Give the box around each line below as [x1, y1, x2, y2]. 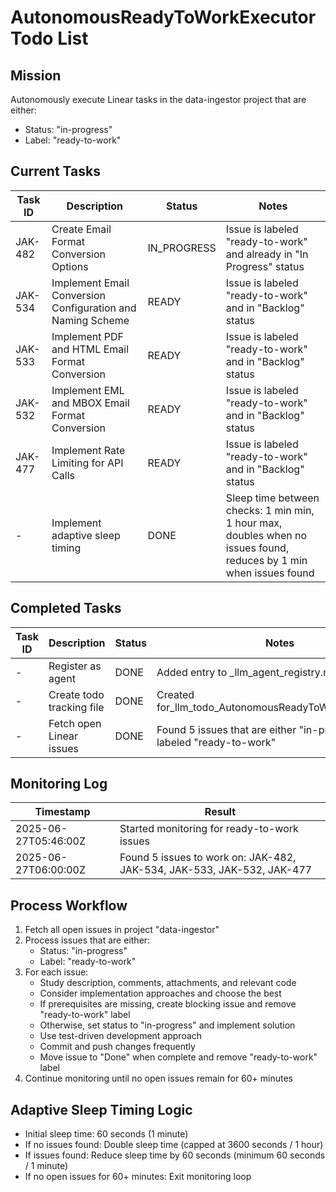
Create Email [51, 222, 112, 236]
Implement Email [51, 276, 130, 290]
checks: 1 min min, [225, 503, 315, 517]
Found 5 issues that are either [156, 722, 297, 736]
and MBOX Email [51, 396, 130, 410]
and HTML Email [51, 342, 130, 356]
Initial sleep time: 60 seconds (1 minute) [24, 1128, 189, 1140]
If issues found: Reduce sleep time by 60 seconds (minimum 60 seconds [24, 1149, 326, 1161]
